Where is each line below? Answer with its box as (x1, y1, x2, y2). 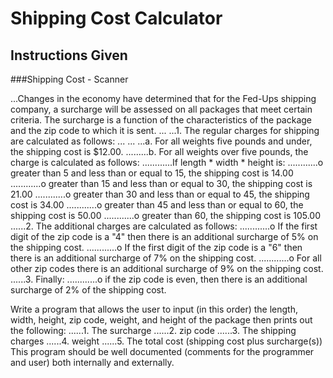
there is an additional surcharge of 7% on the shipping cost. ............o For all (10, 252, 322, 264)
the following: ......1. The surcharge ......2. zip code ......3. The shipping (10, 325, 297, 336)
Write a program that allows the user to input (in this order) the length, (10, 303, 299, 315)
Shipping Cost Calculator (10, 7, 223, 30)
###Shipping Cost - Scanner (10, 73, 129, 85)
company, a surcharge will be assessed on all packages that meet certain (10, 103, 313, 115)
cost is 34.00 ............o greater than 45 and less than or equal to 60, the (10, 199, 304, 211)
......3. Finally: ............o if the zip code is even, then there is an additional (10, 273, 308, 285)
